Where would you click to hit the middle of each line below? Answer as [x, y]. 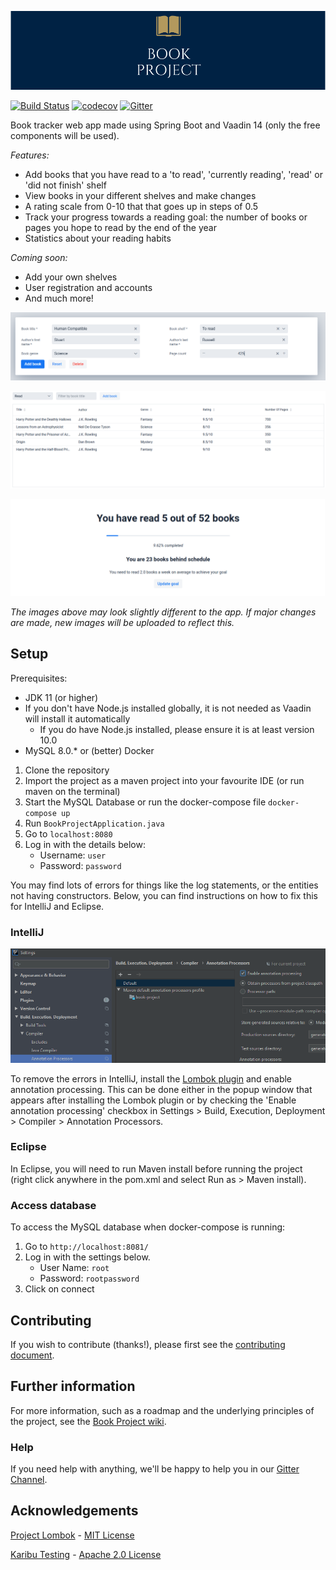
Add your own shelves [71, 277]
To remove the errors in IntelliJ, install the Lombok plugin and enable [151, 1078]
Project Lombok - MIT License [72, 1535]
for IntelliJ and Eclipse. [57, 906]
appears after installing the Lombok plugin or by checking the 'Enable [153, 1100]
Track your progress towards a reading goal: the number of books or [166, 217]
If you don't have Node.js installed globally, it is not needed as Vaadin [168, 708]
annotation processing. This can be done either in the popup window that [161, 1089]
